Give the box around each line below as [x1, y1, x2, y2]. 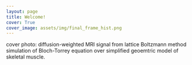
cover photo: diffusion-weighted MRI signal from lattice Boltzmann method [6, 41, 187, 48]
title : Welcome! [6, 14, 46, 20]
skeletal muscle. [6, 53, 45, 60]
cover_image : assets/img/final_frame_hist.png [6, 25, 122, 31]
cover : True [6, 19, 35, 25]
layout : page [6, 8, 38, 15]
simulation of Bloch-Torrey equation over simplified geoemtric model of [6, 47, 179, 54]
